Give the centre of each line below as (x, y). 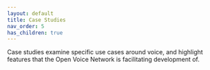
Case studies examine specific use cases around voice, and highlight (105, 52)
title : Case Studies (37, 20)
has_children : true (35, 33)
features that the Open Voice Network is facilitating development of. (103, 60)
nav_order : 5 (26, 26)
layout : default (30, 13)
